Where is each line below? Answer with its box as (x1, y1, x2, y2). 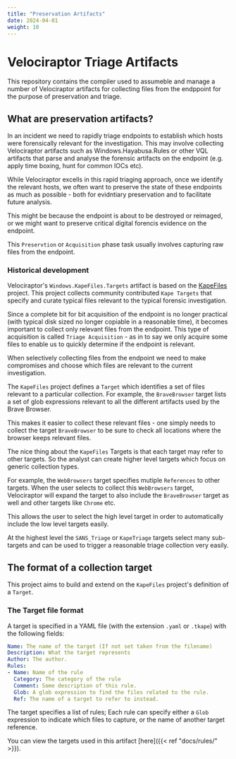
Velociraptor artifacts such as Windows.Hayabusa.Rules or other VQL (7, 146, 209, 155)
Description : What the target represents (7, 649, 131, 657)
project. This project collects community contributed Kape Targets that (7, 289, 213, 298)
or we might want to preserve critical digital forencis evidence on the (7, 219, 207, 228)
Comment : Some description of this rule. (13, 682, 137, 689)
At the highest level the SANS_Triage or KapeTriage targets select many (7, 534, 211, 542)
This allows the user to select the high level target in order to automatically (7, 512, 224, 521)
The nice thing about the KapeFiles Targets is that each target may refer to (7, 447, 223, 456)
